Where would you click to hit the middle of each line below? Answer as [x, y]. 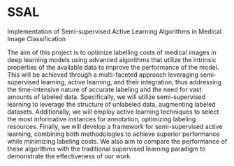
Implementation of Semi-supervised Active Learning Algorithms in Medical [115, 31]
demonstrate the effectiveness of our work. [70, 156]
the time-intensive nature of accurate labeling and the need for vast [104, 89]
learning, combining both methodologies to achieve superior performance [114, 134]
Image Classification [37, 38]
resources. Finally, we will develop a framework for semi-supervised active [115, 126]
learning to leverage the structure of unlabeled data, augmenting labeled [111, 104]
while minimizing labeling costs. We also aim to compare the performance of [117, 141]
